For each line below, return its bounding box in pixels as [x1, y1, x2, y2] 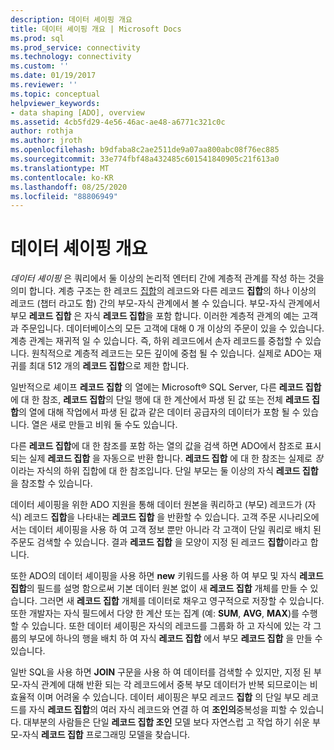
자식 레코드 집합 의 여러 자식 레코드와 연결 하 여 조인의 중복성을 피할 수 [28, 704, 298, 716]
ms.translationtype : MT [10, 163, 110, 173]
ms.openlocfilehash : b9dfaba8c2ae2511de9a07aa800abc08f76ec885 [10, 145, 280, 155]
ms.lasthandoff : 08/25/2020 [10, 182, 128, 192]
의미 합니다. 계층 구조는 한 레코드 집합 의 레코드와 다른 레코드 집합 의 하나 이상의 [10, 285, 317, 297]
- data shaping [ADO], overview [10, 107, 145, 118]
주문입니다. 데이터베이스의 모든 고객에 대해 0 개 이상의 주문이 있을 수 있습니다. [20, 322, 325, 335]
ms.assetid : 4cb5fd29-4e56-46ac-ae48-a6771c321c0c [10, 117, 226, 127]
